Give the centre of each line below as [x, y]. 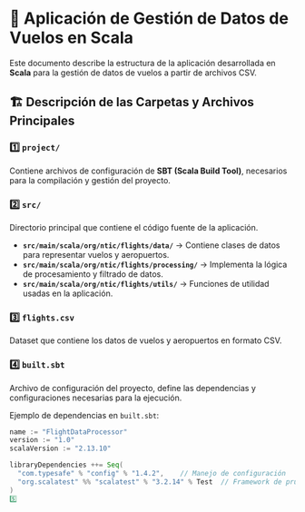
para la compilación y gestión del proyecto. [90, 180]
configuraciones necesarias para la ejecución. [96, 398]
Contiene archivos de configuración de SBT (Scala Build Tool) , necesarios [148, 171]
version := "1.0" [42, 440]
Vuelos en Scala [72, 38]
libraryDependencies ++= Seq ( [67, 465]
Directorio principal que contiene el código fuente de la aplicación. [134, 227]
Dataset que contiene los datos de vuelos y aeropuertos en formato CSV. [146, 340]
